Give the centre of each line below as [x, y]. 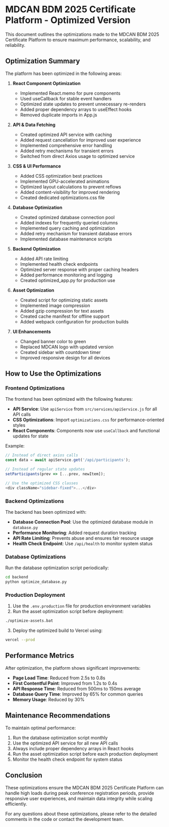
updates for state [30, 436]
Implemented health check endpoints [59, 264]
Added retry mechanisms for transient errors [67, 151]
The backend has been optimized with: [46, 512]
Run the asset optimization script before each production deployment [85, 754]
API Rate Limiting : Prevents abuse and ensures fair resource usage [83, 538]
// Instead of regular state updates [45, 470]
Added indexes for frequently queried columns [69, 223]
